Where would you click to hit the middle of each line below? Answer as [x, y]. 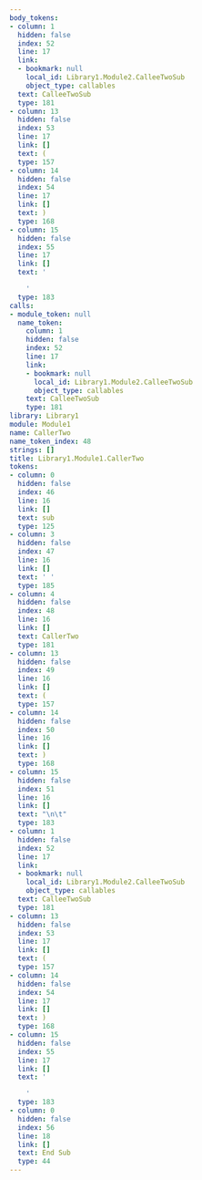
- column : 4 [32, 594]
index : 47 [36, 552]
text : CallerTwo [48, 636]
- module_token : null [50, 314]
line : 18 [34, 1136]
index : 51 [36, 789]
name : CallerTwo [40, 433]
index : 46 [36, 492]
